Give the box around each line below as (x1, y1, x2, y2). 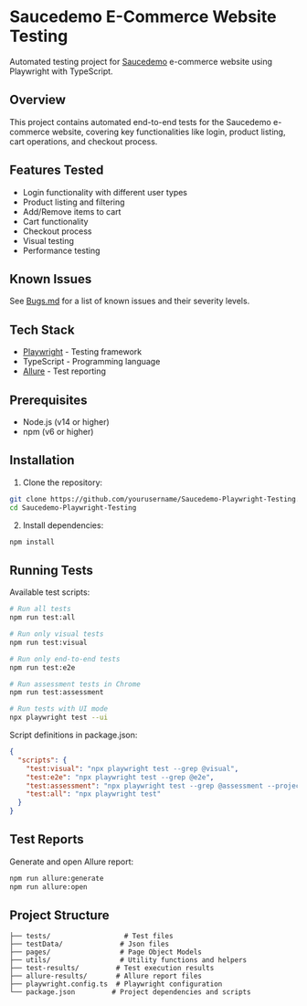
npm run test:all (9, 613, 76, 622)
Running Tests (9, 562, 93, 577)
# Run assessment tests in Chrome (9, 679, 142, 689)
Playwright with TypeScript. (9, 66, 113, 77)
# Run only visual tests (9, 630, 104, 639)
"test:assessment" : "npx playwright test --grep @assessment (26, 781, 263, 790)
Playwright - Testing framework (22, 346, 143, 357)
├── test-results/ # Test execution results (9, 964, 215, 973)
